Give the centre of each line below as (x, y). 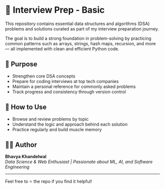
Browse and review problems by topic (50, 119)
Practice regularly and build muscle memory (57, 129)
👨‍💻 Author (21, 145)
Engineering (17, 167)
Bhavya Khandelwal (26, 157)
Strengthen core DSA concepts (44, 76)
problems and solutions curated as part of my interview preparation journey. (82, 28)
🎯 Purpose (21, 64)
